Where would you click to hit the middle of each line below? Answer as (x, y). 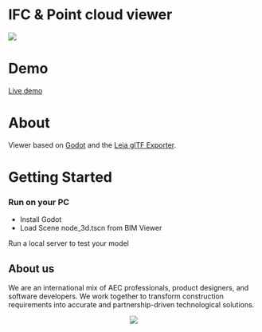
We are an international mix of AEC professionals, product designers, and (129, 288)
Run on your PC (39, 202)
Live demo (25, 90)
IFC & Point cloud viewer (90, 15)
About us (31, 269)
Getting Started (61, 177)
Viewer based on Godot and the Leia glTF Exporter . (92, 144)
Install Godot (41, 219)
